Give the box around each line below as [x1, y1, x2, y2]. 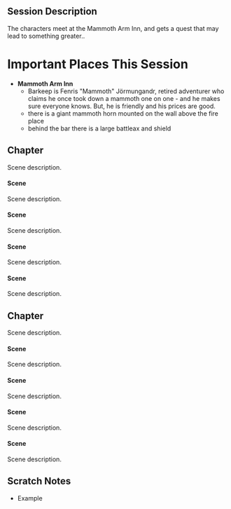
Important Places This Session [7, 56, 189, 72]
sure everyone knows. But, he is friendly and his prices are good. [27, 102, 216, 110]
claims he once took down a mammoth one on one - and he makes [27, 94, 220, 102]
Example [17, 494, 43, 502]
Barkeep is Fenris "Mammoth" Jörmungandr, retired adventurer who [27, 87, 225, 95]
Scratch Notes [7, 475, 71, 487]
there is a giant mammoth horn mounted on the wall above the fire [27, 109, 219, 118]
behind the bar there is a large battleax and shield [27, 124, 171, 133]
